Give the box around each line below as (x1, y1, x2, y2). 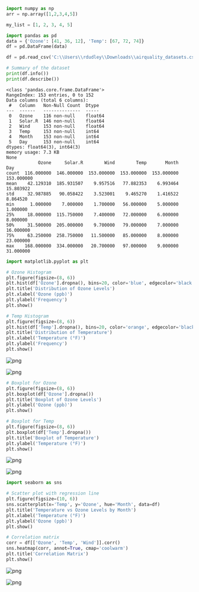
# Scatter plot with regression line (6, 490, 99, 496)
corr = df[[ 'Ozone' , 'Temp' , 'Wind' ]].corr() (6, 540, 120, 546)
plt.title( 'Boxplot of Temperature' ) (6, 434, 99, 441)
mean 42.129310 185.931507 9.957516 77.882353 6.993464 (6, 180, 179, 187)
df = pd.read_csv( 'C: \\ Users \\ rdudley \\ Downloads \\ (6, 54, 136, 61)
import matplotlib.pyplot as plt (6, 259, 89, 264)
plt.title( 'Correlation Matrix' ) (6, 551, 89, 557)
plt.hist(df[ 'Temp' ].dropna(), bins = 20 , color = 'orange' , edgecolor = (6, 324, 179, 330)
